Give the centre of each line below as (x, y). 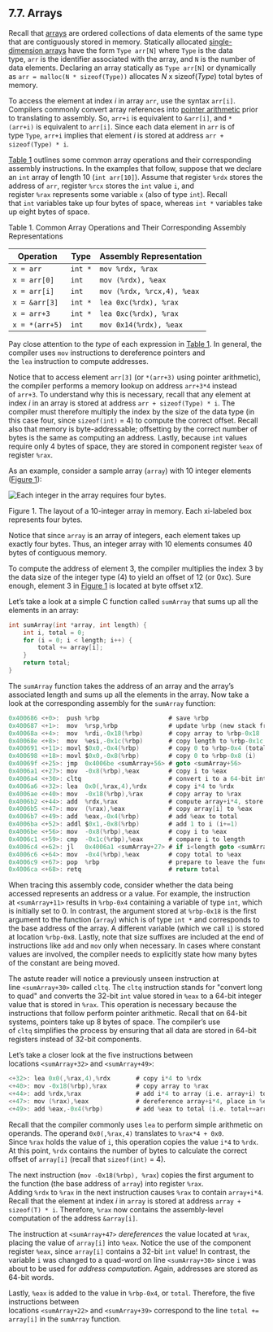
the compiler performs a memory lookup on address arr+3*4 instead (123, 385)
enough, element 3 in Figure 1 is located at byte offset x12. (106, 585)
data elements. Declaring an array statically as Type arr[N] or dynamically (132, 68)
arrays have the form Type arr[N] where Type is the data (139, 50)
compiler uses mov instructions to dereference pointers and (107, 353)
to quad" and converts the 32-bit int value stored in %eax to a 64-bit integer (135, 996)
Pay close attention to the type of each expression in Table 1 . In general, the (135, 344)
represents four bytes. (45, 519)
